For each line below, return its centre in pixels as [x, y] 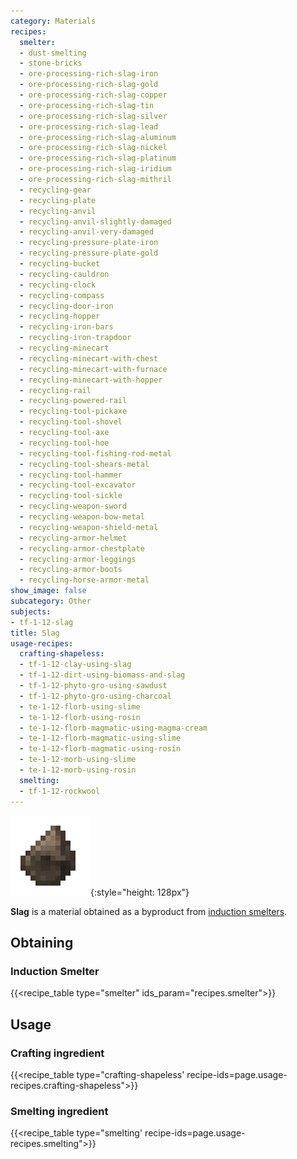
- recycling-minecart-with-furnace [93, 369]
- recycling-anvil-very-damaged [87, 232]
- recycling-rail [55, 390]
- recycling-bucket [60, 264]
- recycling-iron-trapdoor [75, 338]
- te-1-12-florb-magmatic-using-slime [100, 738]
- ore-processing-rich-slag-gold [89, 85]
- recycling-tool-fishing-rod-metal [95, 453]
